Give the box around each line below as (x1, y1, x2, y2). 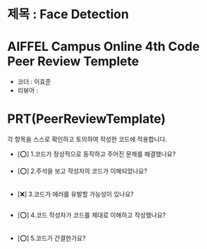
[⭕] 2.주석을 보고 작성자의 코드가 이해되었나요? (17, 167, 148, 175)
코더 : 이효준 (17, 77, 52, 86)
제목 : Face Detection (7, 6, 129, 22)
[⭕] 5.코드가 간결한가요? (17, 234, 86, 243)
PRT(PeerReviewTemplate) (7, 111, 166, 127)
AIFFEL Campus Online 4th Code (7, 39, 200, 54)
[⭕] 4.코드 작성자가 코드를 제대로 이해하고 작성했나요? (17, 211, 166, 220)
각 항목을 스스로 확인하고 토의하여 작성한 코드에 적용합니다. (7, 135, 167, 144)
